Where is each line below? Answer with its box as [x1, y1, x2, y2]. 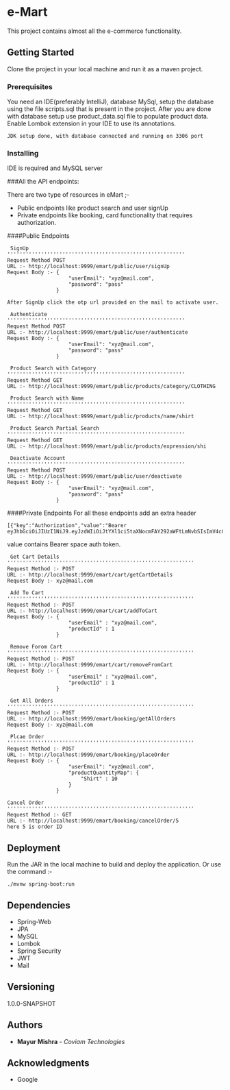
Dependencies [7, 899, 71, 911]
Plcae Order [10, 734, 44, 740]
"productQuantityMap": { [68, 769, 139, 777]
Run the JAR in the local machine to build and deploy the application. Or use [7, 860, 221, 869]
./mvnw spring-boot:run [7, 881, 75, 888]
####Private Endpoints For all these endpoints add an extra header [7, 509, 196, 518]
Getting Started [7, 47, 75, 58]
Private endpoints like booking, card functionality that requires [16, 211, 193, 219]
